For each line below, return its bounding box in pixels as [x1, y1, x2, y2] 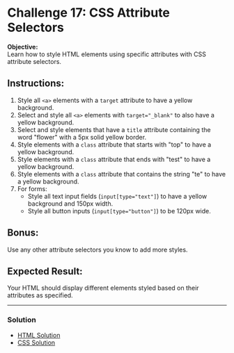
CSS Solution [17, 338, 56, 347]
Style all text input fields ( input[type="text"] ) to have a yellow [27, 192, 208, 200]
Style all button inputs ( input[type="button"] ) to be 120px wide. [27, 206, 211, 215]
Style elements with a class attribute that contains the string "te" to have [17, 170, 226, 178]
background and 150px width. [27, 199, 114, 208]
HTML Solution [17, 331, 61, 339]
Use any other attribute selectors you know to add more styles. [7, 245, 188, 254]
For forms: [17, 184, 47, 192]
